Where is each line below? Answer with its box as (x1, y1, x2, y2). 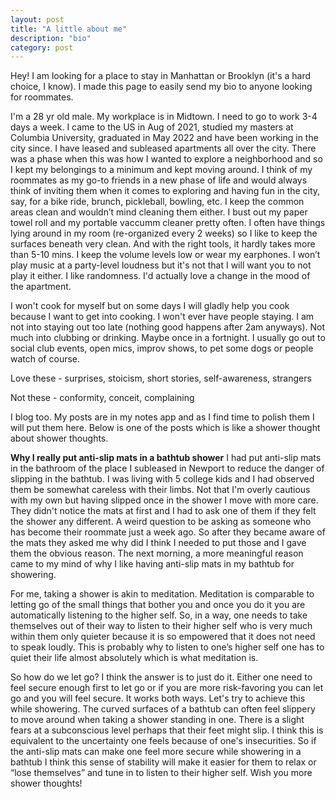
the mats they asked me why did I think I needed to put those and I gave (10, 537, 307, 549)
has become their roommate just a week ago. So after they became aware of (10, 526, 326, 538)
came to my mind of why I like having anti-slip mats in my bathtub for (10, 558, 295, 570)
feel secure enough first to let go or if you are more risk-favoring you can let (10, 682, 324, 694)
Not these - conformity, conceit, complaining (10, 392, 195, 404)
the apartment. (10, 281, 72, 293)
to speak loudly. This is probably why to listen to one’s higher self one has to (10, 641, 325, 653)
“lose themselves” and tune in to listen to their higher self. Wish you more (10, 767, 313, 779)
